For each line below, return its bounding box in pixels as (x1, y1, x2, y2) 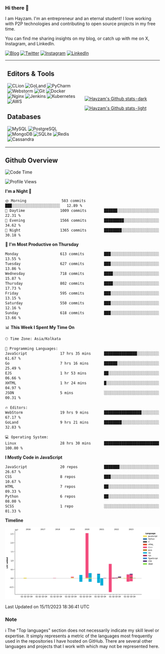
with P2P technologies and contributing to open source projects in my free (5, 21, 156, 27)
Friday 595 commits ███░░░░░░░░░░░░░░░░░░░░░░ (5, 291, 160, 296)
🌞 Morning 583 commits (5, 198, 86, 203)
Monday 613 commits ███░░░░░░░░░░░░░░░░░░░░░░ (5, 251, 160, 256)
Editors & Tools (7, 70, 55, 78)
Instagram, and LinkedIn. (5, 41, 55, 47)
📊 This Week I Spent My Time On (5, 324, 75, 330)
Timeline (5, 517, 24, 523)
